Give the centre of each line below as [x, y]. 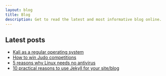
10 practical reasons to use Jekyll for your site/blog [66, 68]
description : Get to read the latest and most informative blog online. [84, 19]
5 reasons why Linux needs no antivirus [54, 63]
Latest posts [25, 40]
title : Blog [18, 15]
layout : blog [19, 10]
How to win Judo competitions [45, 58]
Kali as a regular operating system [48, 52]
